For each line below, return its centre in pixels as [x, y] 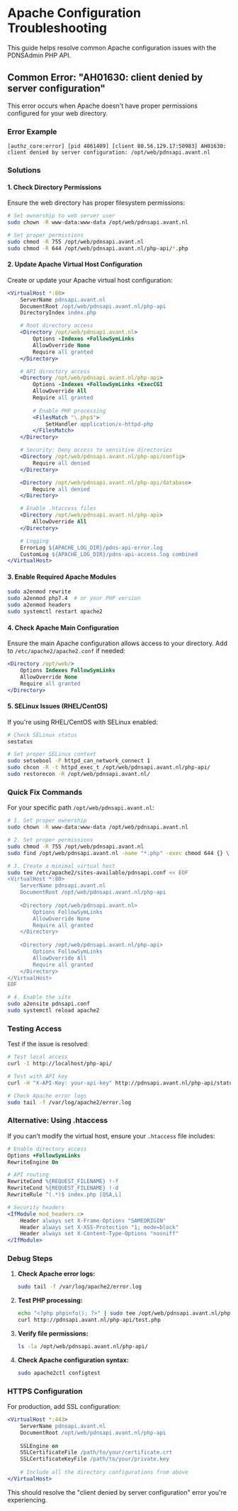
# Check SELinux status [42, 735]
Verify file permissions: [53, 1334]
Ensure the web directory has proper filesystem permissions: [96, 203]
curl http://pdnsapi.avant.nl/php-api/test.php [89, 1320]
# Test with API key [38, 1076]
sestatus [20, 742]
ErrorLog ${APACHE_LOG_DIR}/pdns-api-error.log [91, 548]
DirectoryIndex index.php [58, 313]
